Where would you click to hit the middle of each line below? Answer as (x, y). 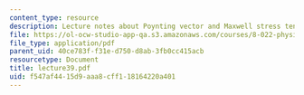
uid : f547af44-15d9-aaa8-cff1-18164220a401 (93, 77)
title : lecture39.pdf (50, 69)
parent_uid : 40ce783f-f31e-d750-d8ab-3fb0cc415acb (107, 52)
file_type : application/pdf (62, 43)
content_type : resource (54, 18)
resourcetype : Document (54, 60)
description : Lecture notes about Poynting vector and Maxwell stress (145, 26)
